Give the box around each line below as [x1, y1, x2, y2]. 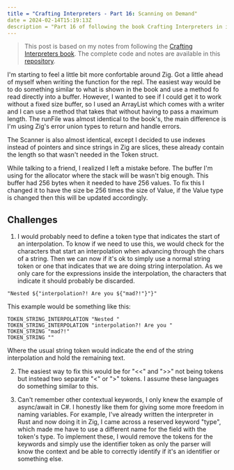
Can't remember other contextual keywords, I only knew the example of [17, 395, 224, 404]
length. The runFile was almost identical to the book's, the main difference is [7, 115, 226, 123]
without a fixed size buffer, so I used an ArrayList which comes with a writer [7, 100, 225, 109]
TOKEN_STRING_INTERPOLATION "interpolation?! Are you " [7, 322, 173, 329]
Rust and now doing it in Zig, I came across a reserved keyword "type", [17, 418, 221, 426]
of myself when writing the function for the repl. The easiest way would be [7, 78, 221, 86]
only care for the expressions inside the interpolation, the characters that [17, 269, 227, 278]
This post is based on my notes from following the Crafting [24, 42, 193, 51]
